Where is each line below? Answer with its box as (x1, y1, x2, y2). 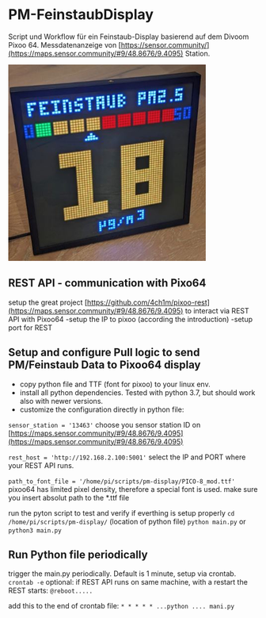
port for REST (8, 323, 53, 332)
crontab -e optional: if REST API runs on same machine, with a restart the (8, 578, 248, 587)
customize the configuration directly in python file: (19, 405, 184, 414)
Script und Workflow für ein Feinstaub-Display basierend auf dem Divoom (8, 32, 249, 41)
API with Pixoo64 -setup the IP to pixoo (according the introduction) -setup (8, 314, 253, 324)
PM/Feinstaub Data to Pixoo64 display (8, 359, 201, 372)
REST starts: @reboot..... (8, 585, 93, 596)
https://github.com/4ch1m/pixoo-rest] (86, 297, 210, 307)
